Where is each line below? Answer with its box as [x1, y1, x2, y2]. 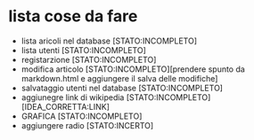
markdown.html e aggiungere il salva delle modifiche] [20, 73, 218, 83]
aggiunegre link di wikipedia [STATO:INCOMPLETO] [20, 91, 211, 103]
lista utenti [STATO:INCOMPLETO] [20, 44, 146, 55]
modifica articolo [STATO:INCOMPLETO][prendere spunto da [20, 64, 246, 74]
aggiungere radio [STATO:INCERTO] [20, 120, 154, 130]
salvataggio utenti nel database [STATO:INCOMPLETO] [20, 82, 224, 93]
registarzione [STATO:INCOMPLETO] [20, 54, 157, 65]
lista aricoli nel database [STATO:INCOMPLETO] [20, 35, 198, 46]
